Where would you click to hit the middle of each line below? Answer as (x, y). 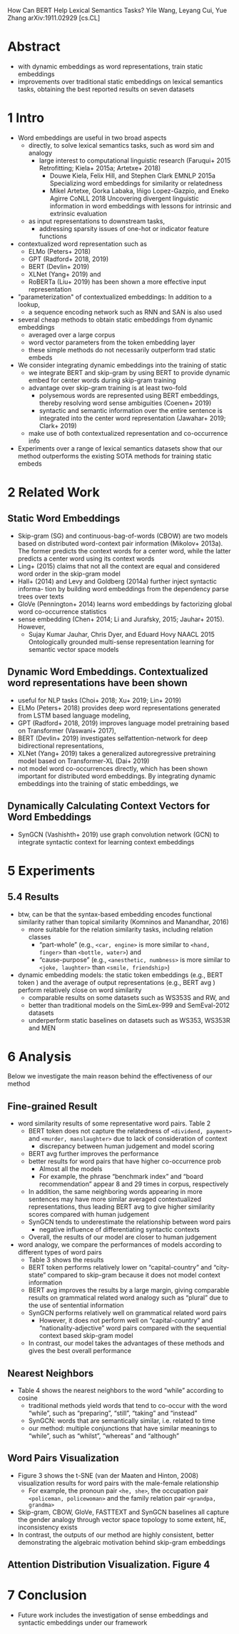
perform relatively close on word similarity (80, 990)
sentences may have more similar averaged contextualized (115, 1199)
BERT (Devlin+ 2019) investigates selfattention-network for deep (113, 738)
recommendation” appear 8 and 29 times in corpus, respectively (134, 1184)
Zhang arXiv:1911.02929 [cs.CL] (54, 18)
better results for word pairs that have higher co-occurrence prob (124, 1161)
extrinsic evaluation (78, 213)
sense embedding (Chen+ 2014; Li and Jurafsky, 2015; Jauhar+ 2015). (121, 619)
